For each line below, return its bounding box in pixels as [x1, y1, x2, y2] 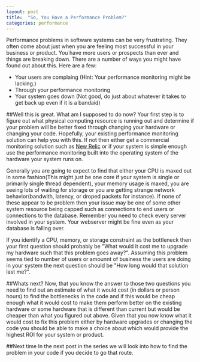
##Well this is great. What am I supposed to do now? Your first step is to [6, 111, 184, 118]
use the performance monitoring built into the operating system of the [6, 149, 178, 156]
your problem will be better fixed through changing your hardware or [6, 124, 175, 131]
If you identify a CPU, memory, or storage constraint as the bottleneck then [6, 236, 192, 244]
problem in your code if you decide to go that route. [6, 349, 134, 357]
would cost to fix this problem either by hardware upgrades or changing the [6, 318, 193, 325]
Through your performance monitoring [14, 87, 111, 94]
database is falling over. [6, 225, 65, 232]
